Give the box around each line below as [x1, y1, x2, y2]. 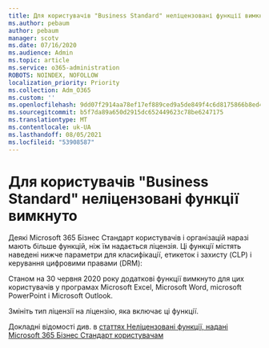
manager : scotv [8, 34, 59, 42]
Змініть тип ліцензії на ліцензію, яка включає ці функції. [8, 306, 199, 316]
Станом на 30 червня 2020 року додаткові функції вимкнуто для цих [8, 274, 244, 284]
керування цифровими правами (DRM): [8, 258, 143, 268]
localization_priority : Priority [8, 78, 120, 86]
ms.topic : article [8, 57, 70, 65]
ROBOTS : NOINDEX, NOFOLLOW [8, 71, 98, 79]
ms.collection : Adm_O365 [8, 86, 91, 94]
